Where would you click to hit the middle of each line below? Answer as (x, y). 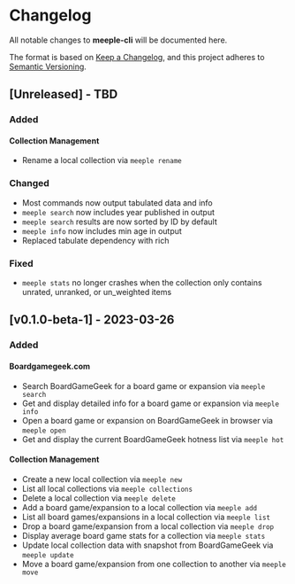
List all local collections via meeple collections (107, 488)
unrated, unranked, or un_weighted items (97, 292)
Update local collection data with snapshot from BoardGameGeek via (147, 545)
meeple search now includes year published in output (118, 212)
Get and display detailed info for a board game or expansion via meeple (151, 403)
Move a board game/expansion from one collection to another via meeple (154, 564)
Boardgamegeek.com (50, 366)
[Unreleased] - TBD (64, 94)
